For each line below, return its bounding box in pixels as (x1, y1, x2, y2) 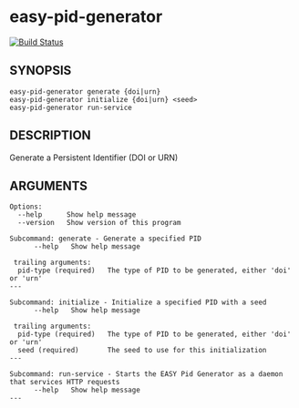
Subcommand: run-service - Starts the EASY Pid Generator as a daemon (9, 370, 284, 379)
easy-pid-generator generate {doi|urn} (9, 87, 161, 97)
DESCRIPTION (9, 127, 91, 143)
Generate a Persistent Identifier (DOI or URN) (9, 152, 179, 163)
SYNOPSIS (9, 63, 72, 78)
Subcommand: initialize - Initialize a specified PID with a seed (9, 298, 267, 307)
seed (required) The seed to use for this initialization (17, 346, 267, 355)
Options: (9, 202, 43, 211)
